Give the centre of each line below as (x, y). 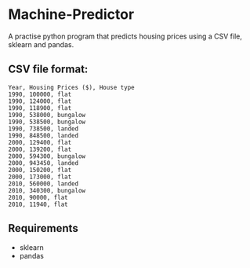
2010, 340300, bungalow (47, 190)
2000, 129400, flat (40, 142)
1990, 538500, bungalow (47, 122)
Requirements (43, 228)
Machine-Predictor (71, 15)
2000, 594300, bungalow (47, 156)
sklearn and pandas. (41, 44)
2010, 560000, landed (43, 184)
